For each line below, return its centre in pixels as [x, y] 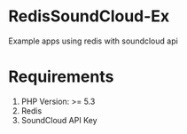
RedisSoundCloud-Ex [89, 16]
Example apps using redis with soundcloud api [93, 41]
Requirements [61, 77]
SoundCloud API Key [59, 120]
